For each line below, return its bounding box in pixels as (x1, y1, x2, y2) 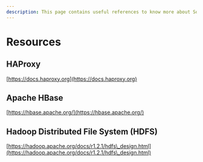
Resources (6, 35, 62, 49)
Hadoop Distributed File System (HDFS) (6, 126, 158, 137)
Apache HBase (6, 93, 63, 103)
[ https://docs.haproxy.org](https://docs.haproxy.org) (6, 75, 137, 83)
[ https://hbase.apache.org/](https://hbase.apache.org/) (6, 109, 144, 116)
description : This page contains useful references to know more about (6, 8, 190, 15)
